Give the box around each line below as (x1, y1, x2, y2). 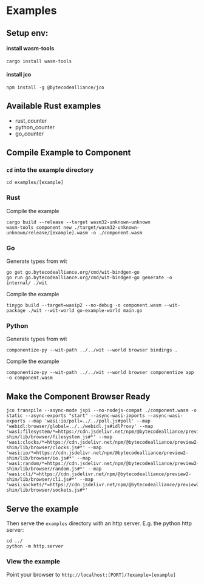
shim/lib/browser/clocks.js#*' (6, 444, 86, 451)
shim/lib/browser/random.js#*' (6, 466, 86, 472)
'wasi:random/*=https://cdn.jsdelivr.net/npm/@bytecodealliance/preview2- (6, 461, 200, 467)
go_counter (15, 130, 44, 137)
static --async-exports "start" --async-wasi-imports (6, 413, 146, 419)
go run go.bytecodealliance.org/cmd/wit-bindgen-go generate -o (6, 274, 172, 281)
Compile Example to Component (6, 148, 131, 158)
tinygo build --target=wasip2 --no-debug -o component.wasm (6, 302, 162, 308)
